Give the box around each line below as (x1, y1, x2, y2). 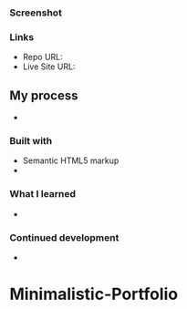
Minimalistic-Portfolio (9, 284, 179, 304)
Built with (9, 134, 53, 147)
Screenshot (9, 6, 62, 19)
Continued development (9, 231, 119, 243)
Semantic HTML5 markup (22, 155, 119, 166)
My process (9, 88, 78, 103)
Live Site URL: (22, 61, 76, 72)
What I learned (9, 188, 76, 201)
